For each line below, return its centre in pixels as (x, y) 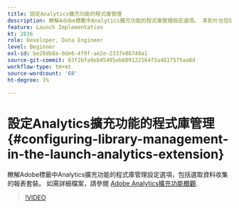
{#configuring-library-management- (118, 139)
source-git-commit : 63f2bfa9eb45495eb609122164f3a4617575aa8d (101, 60)
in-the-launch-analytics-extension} (116, 154)
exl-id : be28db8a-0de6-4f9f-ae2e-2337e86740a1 (78, 54)
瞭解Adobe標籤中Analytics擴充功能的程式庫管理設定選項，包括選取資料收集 (118, 175)
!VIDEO (35, 198)
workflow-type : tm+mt (39, 67)
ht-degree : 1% (28, 80)
